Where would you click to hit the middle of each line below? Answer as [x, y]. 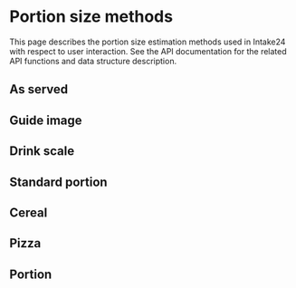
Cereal [29, 212]
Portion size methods [91, 17]
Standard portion [58, 182]
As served [39, 89]
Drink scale [42, 151]
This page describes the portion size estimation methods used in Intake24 [148, 42]
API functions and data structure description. [93, 61]
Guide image [46, 120]
